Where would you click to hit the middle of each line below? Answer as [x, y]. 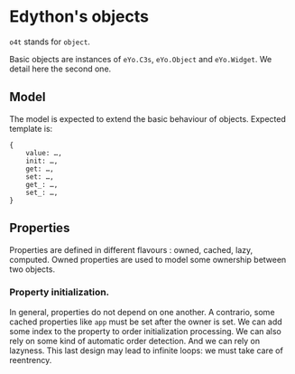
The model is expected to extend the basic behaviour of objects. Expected [147, 118]
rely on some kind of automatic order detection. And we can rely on [134, 341]
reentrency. [31, 360]
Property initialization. [60, 293]
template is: [31, 128]
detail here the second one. [60, 69]
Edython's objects [79, 17]
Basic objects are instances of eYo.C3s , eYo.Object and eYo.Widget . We [141, 59]
